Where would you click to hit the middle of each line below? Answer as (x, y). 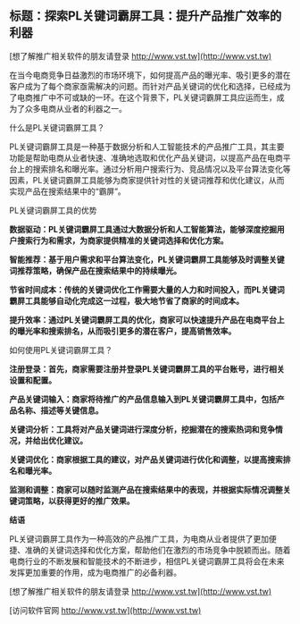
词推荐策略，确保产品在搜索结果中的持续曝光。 (95, 270)
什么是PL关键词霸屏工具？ (57, 127)
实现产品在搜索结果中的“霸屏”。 (68, 191)
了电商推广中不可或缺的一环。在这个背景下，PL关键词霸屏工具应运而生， (143, 97)
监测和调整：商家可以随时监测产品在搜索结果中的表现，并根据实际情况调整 (146, 489)
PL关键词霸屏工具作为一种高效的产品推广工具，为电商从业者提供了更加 (139, 538)
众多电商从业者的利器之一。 (75, 108)
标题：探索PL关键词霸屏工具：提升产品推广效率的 (146, 16)
